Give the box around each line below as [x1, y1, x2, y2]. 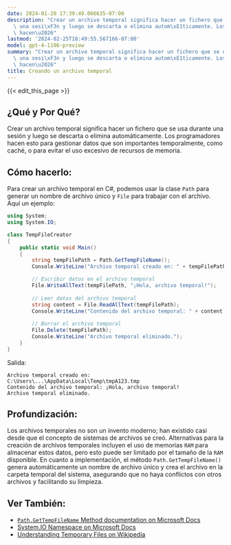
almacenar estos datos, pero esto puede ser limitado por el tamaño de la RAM [7, 448, 223, 457]
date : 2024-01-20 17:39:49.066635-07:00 [7, 10, 125, 17]
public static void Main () [19, 244, 97, 251]
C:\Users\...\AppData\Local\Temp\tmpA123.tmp [7, 377, 140, 385]
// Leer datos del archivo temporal [32, 295, 137, 302]
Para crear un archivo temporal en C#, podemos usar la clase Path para [7, 185, 210, 193]
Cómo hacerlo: [7, 166, 72, 178]
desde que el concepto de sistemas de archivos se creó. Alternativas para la [7, 434, 224, 442]
